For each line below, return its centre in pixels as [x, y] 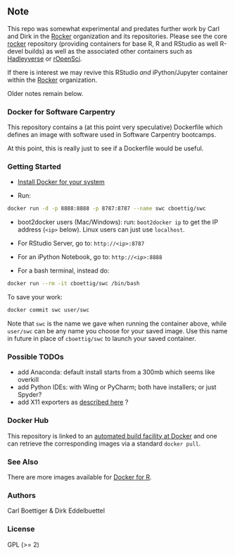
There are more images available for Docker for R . [80, 477]
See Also [23, 462]
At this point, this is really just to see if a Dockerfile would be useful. [106, 148]
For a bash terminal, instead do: [63, 270]
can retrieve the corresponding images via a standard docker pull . [104, 443]
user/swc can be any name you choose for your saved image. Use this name [118, 331]
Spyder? [30, 395]
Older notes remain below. [45, 93]
